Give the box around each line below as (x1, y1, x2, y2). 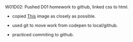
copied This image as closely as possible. (12, 13, 96, 19)
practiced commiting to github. (12, 32, 74, 37)
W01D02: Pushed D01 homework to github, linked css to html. (5, 4, 129, 10)
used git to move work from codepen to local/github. (12, 22, 118, 28)
